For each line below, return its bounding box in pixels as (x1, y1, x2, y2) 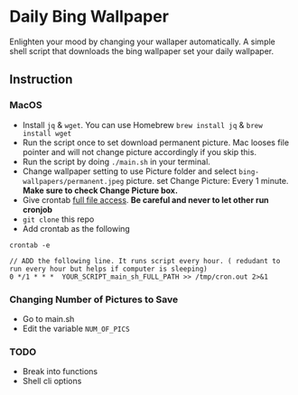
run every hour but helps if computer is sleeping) (9, 264, 208, 273)
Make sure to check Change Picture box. (22, 185, 179, 196)
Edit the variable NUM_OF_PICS (22, 323, 130, 334)
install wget (22, 129, 72, 138)
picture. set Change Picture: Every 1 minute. (126, 175, 289, 186)
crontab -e (9, 241, 51, 250)
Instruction (9, 72, 73, 87)
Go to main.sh (22, 313, 75, 324)
